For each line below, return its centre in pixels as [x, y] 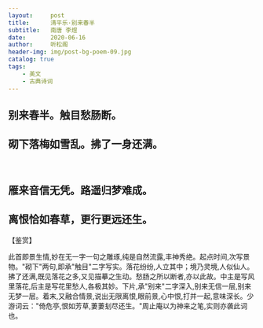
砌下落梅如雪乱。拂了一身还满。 [86, 144]
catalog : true [31, 60]
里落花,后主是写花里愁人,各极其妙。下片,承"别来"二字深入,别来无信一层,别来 [130, 286]
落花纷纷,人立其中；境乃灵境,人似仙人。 [190, 266]
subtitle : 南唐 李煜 [43, 30]
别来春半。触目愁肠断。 [65, 115]
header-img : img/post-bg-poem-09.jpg [70, 52]
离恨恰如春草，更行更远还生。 [80, 220]
